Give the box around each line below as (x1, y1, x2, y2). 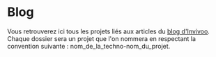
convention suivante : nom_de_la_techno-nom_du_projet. (7, 42, 171, 50)
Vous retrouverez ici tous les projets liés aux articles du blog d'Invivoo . (7, 27, 210, 35)
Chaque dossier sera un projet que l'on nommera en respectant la (7, 34, 196, 42)
